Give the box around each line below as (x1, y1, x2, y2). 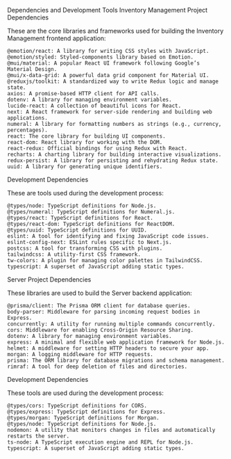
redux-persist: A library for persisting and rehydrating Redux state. (7, 157, 219, 164)
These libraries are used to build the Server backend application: (7, 289, 192, 297)
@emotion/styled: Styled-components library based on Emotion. (7, 54, 194, 61)
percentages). (7, 127, 49, 134)
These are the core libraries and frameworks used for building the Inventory (7, 27, 224, 35)
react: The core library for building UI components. (7, 133, 166, 140)
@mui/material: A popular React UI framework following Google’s (7, 60, 200, 67)
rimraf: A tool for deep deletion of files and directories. (7, 363, 188, 370)
